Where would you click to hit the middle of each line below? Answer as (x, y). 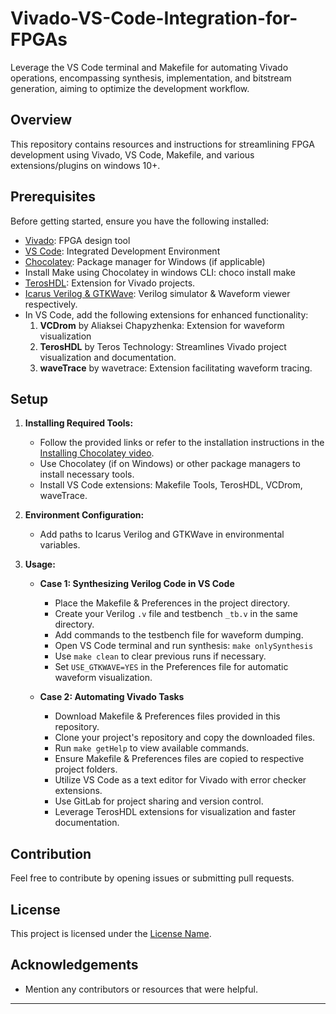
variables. (60, 545)
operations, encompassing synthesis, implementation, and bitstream (151, 78)
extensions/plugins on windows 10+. (85, 165)
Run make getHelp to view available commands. (152, 748)
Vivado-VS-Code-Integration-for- (154, 18)
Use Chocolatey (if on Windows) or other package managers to (170, 464)
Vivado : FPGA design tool (77, 240)
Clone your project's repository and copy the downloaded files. (185, 738)
